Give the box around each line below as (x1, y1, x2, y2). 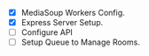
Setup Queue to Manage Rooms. (20, 37, 141, 47)
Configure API (20, 27, 73, 38)
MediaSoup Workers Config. (20, 8, 125, 17)
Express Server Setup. (20, 17, 104, 28)
